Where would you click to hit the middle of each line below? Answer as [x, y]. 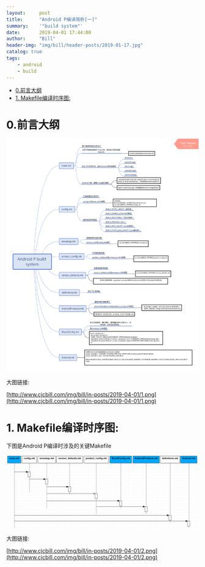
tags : [13, 58]
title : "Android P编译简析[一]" [52, 19]
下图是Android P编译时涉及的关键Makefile [59, 446]
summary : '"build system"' [45, 26]
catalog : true [24, 52]
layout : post [28, 13]
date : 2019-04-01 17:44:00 [49, 32]
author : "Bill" [31, 39]
